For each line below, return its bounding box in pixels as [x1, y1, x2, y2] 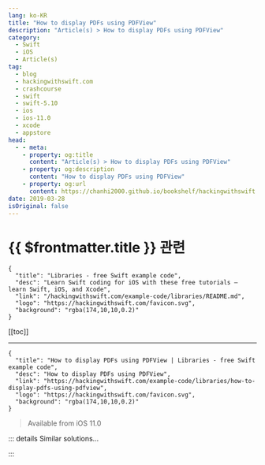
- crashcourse [15, 84, 62, 93]
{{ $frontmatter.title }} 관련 [8, 238, 185, 256]
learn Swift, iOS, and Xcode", [8, 285, 111, 294]
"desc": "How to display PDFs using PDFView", [15, 370, 171, 378]
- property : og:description [22, 166, 114, 173]
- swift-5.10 [15, 99, 58, 107]
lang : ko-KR [8, 11, 47, 20]
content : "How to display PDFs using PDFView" [28, 173, 185, 181]
